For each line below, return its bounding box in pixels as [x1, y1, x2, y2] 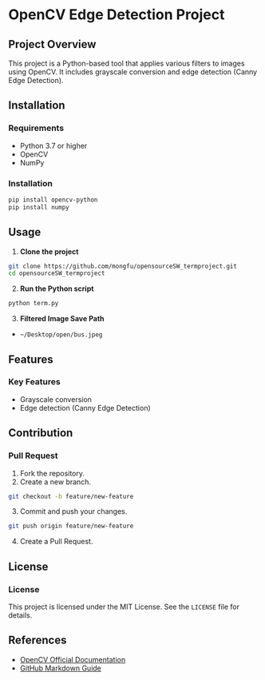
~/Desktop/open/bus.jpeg [19, 331, 103, 339]
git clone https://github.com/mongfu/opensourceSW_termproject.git [8, 262, 238, 270]
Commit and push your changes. [19, 507, 128, 516]
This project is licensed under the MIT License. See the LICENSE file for [8, 602, 239, 611]
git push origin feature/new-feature [8, 522, 134, 531]
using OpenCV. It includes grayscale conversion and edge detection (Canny [8, 67, 258, 77]
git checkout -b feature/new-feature [8, 492, 134, 500]
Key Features [8, 376, 61, 388]
